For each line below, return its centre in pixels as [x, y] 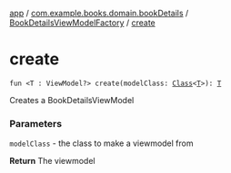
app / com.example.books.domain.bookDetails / [99, 13]
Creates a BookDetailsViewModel [72, 100]
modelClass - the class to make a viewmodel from [101, 143]
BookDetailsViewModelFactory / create [83, 23]
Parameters [35, 123]
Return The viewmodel [52, 161]
